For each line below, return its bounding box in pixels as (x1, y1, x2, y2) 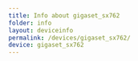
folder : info (8, 19, 52, 27)
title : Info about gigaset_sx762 (8, 11, 120, 20)
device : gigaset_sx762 (8, 41, 84, 49)
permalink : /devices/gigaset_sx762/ (8, 33, 131, 42)
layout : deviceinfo (8, 26, 74, 34)
